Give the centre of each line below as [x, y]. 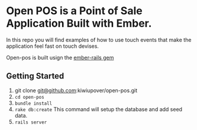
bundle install [33, 103]
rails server [31, 122]
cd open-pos [29, 97]
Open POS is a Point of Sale [75, 11]
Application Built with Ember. [79, 23]
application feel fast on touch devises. [53, 46]
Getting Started [35, 76]
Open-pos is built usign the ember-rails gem [60, 57]
